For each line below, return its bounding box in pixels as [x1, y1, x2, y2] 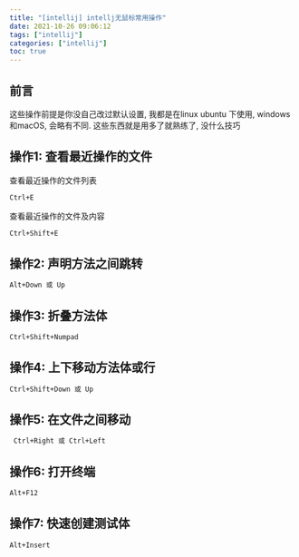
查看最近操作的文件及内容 [9, 210, 105, 221]
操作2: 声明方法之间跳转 [9, 256, 143, 271]
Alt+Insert [9, 541, 51, 550]
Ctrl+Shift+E [9, 229, 59, 238]
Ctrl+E [9, 192, 34, 202]
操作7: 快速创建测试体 [9, 516, 130, 532]
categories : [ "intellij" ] [9, 38, 107, 48]
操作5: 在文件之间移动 [9, 412, 131, 427]
